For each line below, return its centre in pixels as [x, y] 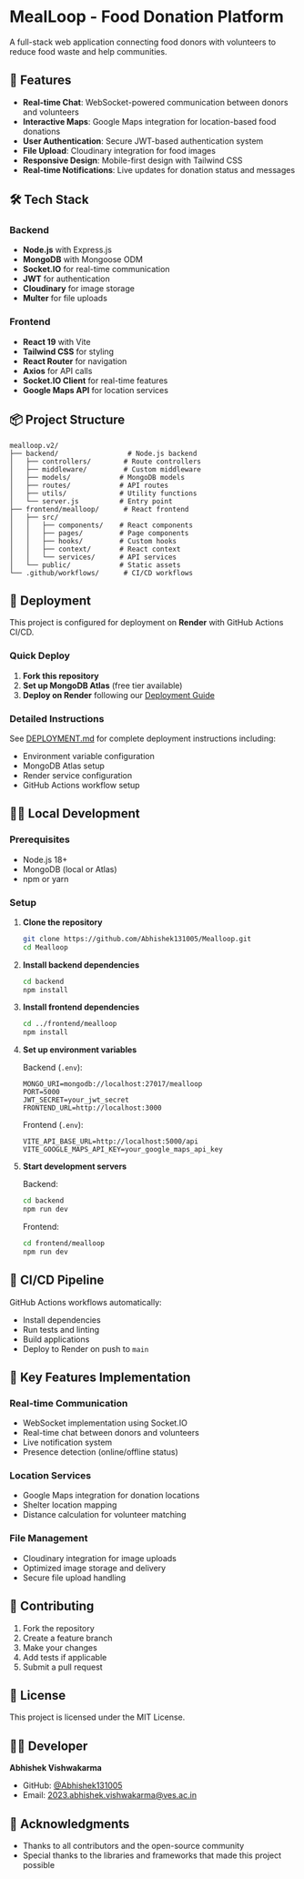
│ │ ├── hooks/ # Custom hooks [93, 541]
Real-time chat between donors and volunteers [111, 1433]
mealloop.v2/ [34, 445]
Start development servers [75, 1166]
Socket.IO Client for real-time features [95, 381]
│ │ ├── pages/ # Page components [99, 533]
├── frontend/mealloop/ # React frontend [99, 509]
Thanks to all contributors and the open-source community [133, 1846]
